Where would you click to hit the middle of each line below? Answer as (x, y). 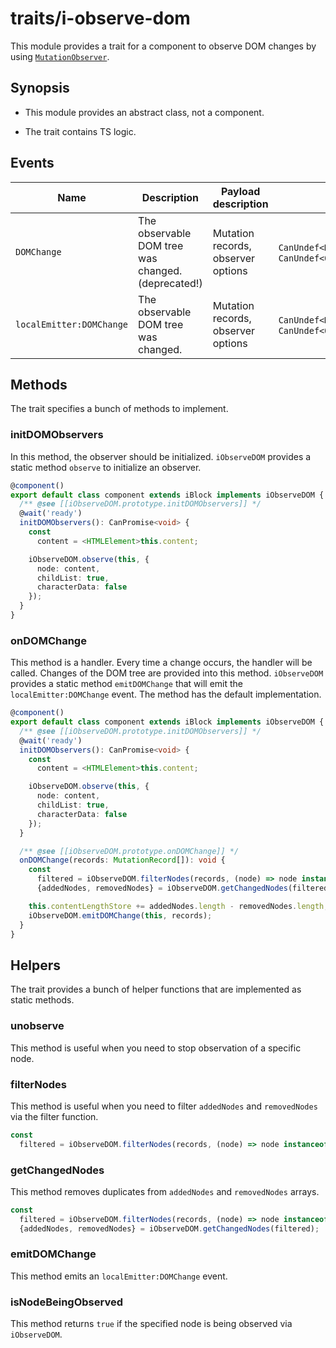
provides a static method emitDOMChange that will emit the (127, 684)
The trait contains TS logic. (80, 131)
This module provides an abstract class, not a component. (144, 112)
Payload (240, 191)
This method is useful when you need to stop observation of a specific (156, 1048)
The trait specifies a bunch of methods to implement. (119, 409)
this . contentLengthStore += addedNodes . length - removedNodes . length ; (178, 906)
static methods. (42, 1000)
